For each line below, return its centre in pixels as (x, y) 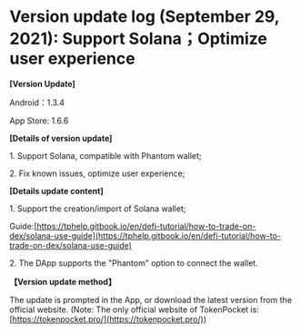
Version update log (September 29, (145, 17)
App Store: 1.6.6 (39, 121)
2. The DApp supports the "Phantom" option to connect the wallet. (134, 263)
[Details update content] (56, 191)
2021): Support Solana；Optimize (139, 39)
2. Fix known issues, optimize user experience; (97, 173)
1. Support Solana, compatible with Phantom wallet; (105, 155)
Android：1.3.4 (37, 103)
